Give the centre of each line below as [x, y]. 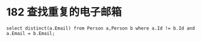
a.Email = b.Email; [31, 33]
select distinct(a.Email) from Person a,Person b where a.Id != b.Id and [101, 28]
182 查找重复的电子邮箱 [64, 12]
